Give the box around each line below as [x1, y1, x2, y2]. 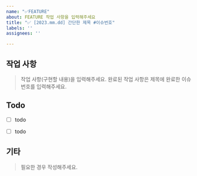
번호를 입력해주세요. [20, 83, 67, 90]
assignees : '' [6, 31, 41, 36]
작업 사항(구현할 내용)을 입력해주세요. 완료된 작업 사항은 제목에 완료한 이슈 [20, 75, 192, 82]
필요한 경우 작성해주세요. [20, 163, 78, 171]
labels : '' [6, 25, 33, 31]
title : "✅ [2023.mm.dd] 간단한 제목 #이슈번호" [6, 19, 115, 25]
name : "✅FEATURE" [6, 8, 50, 15]
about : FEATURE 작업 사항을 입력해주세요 [6, 14, 96, 20]
